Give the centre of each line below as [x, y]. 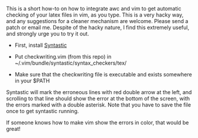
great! [13, 129]
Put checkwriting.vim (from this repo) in [63, 57]
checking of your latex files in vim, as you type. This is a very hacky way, [95, 15]
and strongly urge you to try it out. [48, 34]
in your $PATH [32, 81]
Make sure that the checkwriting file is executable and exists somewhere [103, 74]
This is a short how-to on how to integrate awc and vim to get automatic [94, 9]
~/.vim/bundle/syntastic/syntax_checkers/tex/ [71, 63]
